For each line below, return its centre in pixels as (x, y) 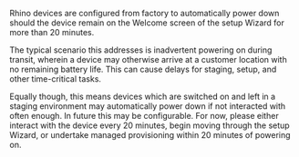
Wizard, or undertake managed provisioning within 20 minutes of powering (150, 135)
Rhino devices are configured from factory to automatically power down (144, 13)
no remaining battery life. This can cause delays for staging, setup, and (143, 69)
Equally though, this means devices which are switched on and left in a (143, 96)
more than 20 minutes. (52, 32)
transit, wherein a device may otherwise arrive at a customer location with (148, 59)
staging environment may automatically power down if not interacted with (148, 106)
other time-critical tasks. (56, 79)
